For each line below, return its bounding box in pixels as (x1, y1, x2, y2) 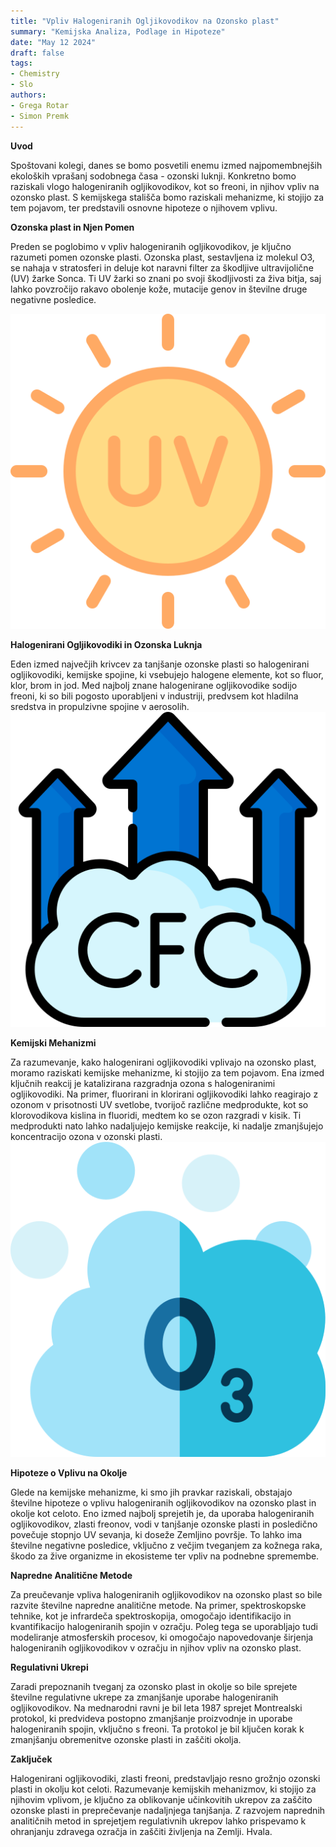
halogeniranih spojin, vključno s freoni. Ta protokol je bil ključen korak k (10, 1723, 305, 1735)
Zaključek (10, 1753, 53, 1765)
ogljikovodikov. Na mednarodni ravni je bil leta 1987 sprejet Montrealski (10, 1701, 303, 1714)
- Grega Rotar (10, 100, 70, 110)
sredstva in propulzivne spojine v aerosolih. (10, 700, 190, 712)
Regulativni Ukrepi (10, 1661, 89, 1673)
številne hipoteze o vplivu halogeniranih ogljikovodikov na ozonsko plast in (10, 1496, 317, 1509)
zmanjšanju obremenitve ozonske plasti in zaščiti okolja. (10, 1733, 242, 1745)
